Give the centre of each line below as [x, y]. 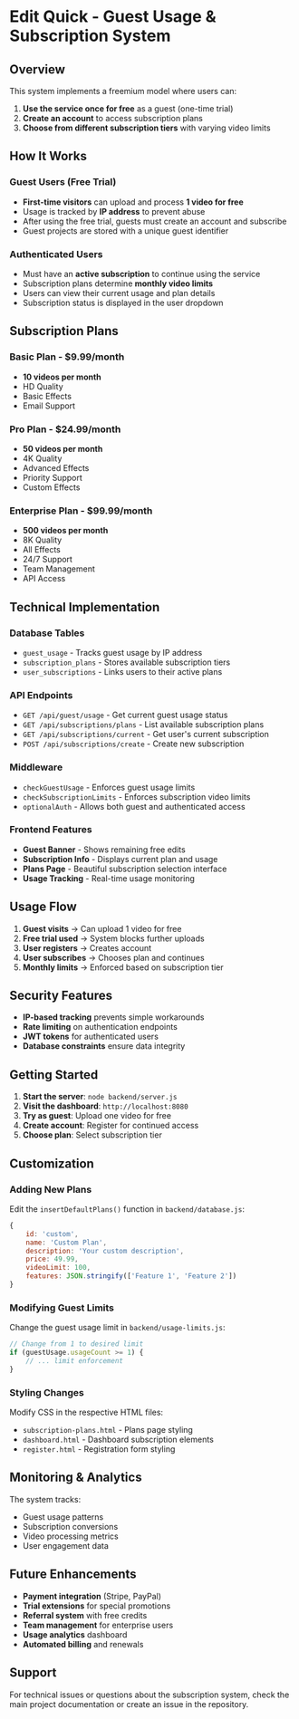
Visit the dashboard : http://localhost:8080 [105, 1106]
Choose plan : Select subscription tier [92, 1135]
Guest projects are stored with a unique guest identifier [125, 230]
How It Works [48, 156]
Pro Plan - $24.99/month [65, 429]
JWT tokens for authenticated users [90, 1037]
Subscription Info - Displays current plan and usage [120, 859]
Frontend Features [51, 830]
